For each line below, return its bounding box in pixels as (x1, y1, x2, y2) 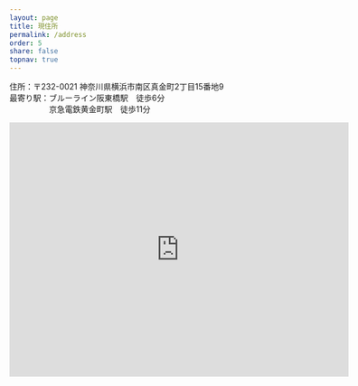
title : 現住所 (9, 22, 59, 31)
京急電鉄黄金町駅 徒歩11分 (48, 104, 151, 114)
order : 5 (9, 38, 42, 48)
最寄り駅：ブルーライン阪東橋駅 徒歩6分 (9, 92, 165, 103)
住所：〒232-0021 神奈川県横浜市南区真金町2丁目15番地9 (9, 81, 224, 91)
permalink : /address (9, 30, 88, 39)
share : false (9, 47, 59, 56)
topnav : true (9, 55, 59, 64)
